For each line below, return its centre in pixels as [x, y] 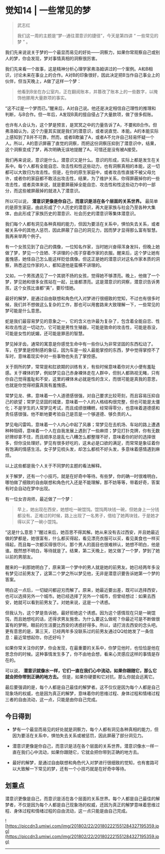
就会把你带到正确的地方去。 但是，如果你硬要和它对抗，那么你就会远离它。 [81, 677]
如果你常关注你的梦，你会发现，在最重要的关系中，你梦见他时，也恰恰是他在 [82, 648]
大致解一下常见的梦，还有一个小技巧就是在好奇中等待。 [72, 768]
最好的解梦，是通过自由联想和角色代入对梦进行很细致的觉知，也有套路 [83, 762]
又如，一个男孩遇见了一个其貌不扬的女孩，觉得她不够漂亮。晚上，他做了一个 [82, 275]
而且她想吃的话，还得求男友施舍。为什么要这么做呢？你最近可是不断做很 [87, 619]
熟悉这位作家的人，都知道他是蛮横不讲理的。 [59, 265]
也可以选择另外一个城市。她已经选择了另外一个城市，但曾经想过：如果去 [78, 596]
